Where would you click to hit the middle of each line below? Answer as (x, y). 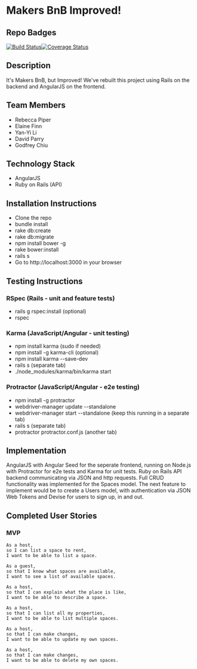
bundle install (31, 224)
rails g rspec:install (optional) (50, 311)
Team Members (36, 105)
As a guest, (21, 566)
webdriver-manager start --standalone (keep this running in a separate (102, 413)
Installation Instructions (52, 203)
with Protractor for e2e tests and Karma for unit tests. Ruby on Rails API (94, 472)
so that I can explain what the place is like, (67, 592)
